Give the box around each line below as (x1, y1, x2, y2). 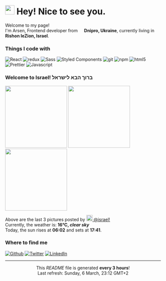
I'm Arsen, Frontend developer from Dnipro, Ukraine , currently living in (5, 27, 155, 33)
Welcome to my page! (5, 22, 50, 28)
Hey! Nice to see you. (16, 6, 106, 17)
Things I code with (5, 45, 50, 52)
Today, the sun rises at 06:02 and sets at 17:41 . (5, 227, 102, 233)
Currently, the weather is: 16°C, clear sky (5, 222, 89, 227)
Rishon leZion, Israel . (5, 33, 49, 39)
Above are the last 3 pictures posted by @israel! (5, 216, 110, 223)
